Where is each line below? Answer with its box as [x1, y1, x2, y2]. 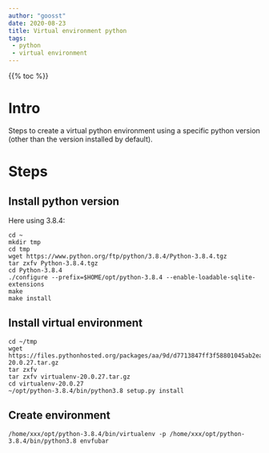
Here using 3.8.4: [8, 215, 66, 225]
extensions [8, 280, 45, 288]
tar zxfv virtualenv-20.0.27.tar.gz [8, 373, 130, 381]
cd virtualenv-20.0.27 [8, 379, 84, 388]
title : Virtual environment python [8, 27, 127, 35]
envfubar [79, 437, 110, 445]
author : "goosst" [8, 11, 66, 20]
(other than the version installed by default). [8, 134, 154, 144]
